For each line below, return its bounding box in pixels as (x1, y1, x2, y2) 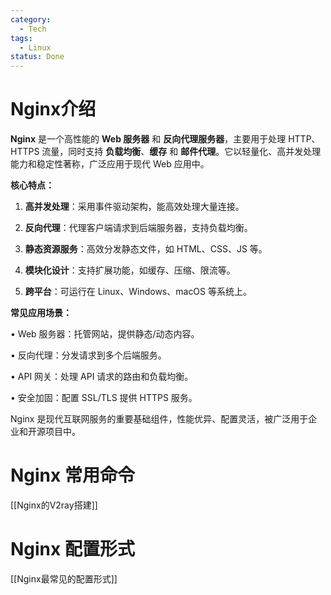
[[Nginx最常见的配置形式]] (10, 572, 118, 585)
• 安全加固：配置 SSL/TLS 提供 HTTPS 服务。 (10, 392, 198, 404)
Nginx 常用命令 (10, 464, 135, 487)
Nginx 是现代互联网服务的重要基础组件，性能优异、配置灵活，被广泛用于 (10, 413, 309, 425)
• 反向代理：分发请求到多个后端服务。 (10, 349, 167, 361)
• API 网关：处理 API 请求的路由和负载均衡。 (10, 371, 194, 383)
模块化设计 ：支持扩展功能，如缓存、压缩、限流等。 (24, 264, 236, 276)
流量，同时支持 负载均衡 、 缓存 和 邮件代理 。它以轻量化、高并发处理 (41, 146, 322, 158)
